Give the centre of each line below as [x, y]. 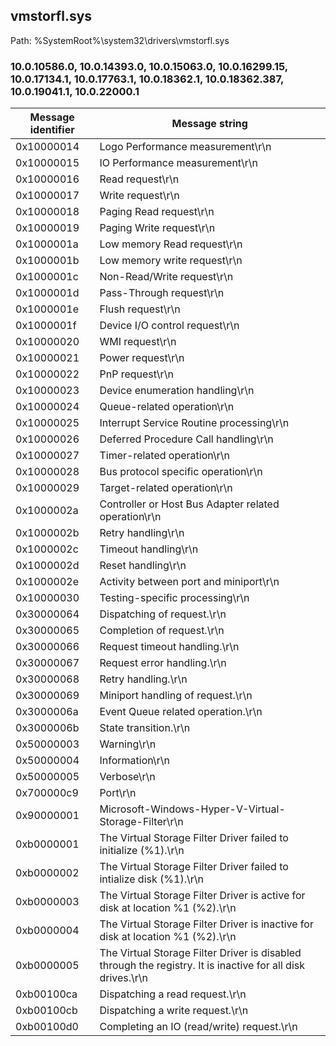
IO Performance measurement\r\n [178, 163]
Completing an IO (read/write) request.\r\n [198, 1027]
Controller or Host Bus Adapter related [189, 504]
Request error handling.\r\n [163, 663]
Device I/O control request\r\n [169, 326]
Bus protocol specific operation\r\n [181, 472]
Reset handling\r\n [143, 566]
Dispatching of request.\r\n [163, 614]
